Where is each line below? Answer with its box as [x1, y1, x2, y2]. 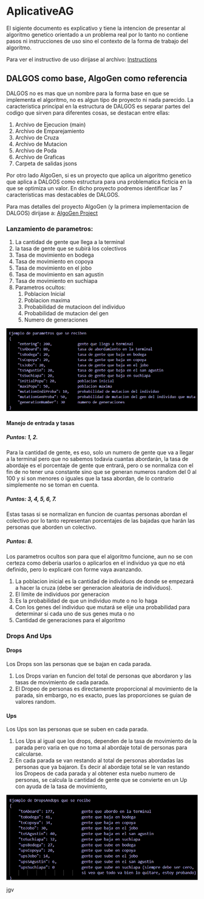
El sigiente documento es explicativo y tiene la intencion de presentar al [6, 24, 186, 32]
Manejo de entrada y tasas [6, 420, 75, 427]
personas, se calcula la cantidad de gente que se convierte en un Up [15, 776, 188, 784]
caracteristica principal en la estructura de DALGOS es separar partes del [6, 102, 190, 110]
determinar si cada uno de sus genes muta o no [15, 610, 135, 617]
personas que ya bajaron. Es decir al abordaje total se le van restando [15, 764, 190, 771]
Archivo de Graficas [15, 153, 66, 160]
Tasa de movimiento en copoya [15, 258, 94, 265]
